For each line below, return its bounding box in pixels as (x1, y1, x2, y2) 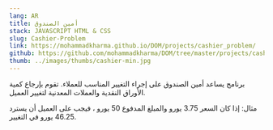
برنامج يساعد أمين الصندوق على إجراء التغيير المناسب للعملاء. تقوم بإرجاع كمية (9, 78, 245, 89)
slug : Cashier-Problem (9, 34, 86, 43)
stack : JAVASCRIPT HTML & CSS (9, 27, 112, 35)
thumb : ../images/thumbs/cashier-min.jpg (9, 57, 151, 65)
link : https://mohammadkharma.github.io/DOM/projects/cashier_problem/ (9, 42, 256, 50)
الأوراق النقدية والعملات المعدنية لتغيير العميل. (9, 87, 146, 97)
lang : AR (9, 11, 39, 20)
